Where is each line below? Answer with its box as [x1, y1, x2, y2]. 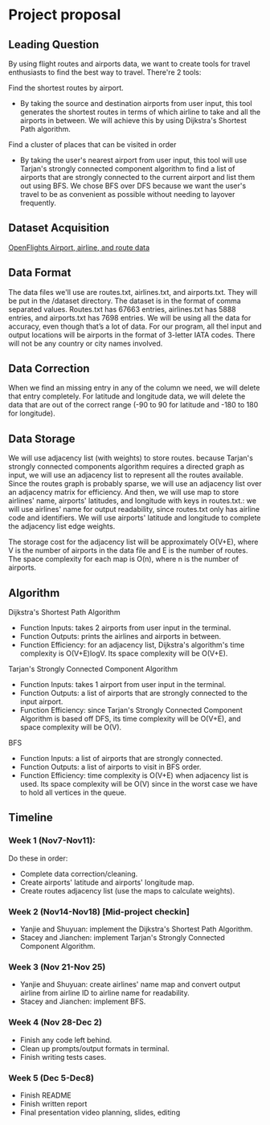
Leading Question [8, 38, 100, 51]
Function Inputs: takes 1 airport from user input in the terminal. [19, 680, 227, 689]
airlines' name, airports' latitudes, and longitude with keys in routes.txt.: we [8, 496, 257, 505]
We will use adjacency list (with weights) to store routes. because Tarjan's [8, 453, 253, 463]
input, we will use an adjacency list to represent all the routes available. [8, 470, 243, 480]
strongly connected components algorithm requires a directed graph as [8, 462, 245, 472]
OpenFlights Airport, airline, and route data [8, 243, 150, 252]
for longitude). [8, 408, 55, 419]
